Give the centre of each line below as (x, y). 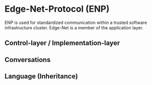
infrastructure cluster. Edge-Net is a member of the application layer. (74, 27)
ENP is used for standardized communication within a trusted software (76, 22)
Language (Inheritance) (41, 76)
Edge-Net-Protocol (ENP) (57, 9)
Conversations (28, 60)
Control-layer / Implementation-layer (62, 43)
